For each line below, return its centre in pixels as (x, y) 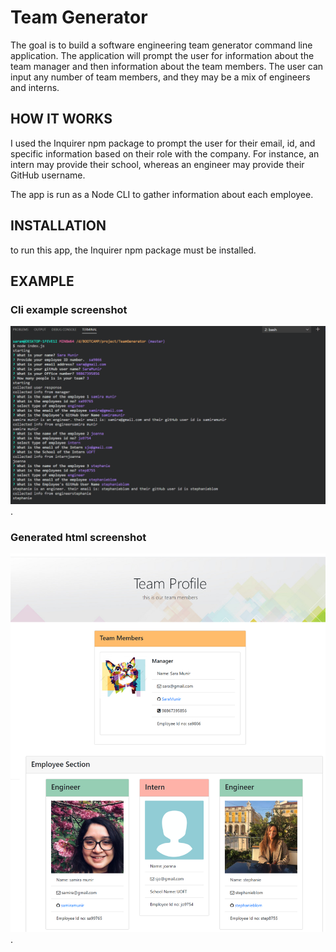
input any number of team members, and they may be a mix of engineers (160, 77)
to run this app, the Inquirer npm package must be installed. (133, 250)
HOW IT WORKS (61, 119)
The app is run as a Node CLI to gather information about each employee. (162, 194)
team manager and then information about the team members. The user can (167, 66)
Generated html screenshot (78, 537)
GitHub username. (48, 175)
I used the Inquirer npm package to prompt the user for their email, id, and (163, 143)
